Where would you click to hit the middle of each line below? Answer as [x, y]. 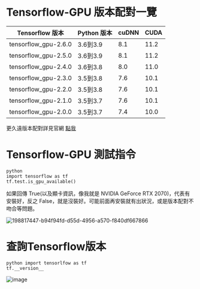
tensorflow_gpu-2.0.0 [40, 112]
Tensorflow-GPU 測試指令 [71, 155]
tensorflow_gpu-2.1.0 [40, 100]
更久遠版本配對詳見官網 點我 [41, 128]
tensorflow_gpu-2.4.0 [40, 67]
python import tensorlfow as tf [46, 263]
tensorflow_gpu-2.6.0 [40, 44]
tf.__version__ [25, 268]
